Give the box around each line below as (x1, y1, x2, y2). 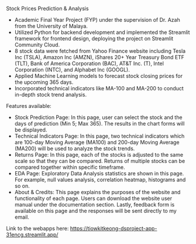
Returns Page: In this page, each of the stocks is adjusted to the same (14, 151, 183, 158)
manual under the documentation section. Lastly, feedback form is (14, 201, 175, 208)
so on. (14, 182, 30, 189)
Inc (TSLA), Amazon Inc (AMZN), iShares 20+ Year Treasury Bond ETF (14, 54, 185, 60)
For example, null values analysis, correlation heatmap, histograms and (14, 176, 186, 183)
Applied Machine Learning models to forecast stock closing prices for (14, 73, 183, 79)
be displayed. (14, 126, 47, 133)
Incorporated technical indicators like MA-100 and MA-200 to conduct (14, 85, 184, 91)
